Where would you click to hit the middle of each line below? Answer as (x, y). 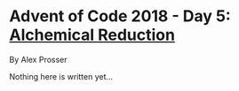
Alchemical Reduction (92, 35)
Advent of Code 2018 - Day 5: (120, 16)
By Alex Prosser (39, 59)
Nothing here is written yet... (61, 76)
